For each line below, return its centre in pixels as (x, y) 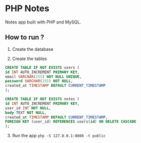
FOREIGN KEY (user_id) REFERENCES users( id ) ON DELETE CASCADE (71, 122)
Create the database (33, 49)
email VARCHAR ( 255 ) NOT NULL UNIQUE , (43, 77)
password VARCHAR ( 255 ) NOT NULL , (39, 81)
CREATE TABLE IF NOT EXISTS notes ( (42, 99)
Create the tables (30, 59)
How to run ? (25, 37)
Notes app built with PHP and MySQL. (43, 22)
